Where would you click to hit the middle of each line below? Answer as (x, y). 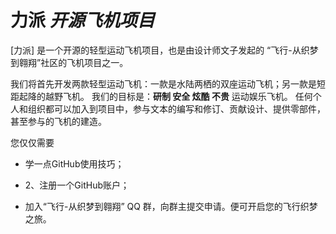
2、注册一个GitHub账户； (77, 185)
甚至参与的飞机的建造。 (58, 121)
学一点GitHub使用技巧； (74, 163)
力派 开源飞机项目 (82, 20)
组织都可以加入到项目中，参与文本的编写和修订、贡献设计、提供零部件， (176, 108)
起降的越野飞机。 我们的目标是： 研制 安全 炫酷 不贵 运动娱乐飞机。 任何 (165, 96)
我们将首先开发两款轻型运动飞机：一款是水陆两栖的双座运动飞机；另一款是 (163, 83)
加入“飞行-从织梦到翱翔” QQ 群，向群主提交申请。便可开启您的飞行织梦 (171, 206)
